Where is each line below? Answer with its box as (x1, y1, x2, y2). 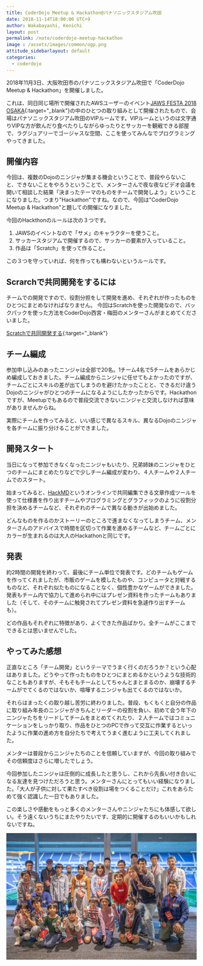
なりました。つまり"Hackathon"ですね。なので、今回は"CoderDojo (11, 196, 179, 204)
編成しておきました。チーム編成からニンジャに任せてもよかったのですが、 (11, 374, 196, 381)
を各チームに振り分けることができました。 (6, 424, 112, 432)
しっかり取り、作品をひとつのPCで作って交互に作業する (37, 721, 177, 728)
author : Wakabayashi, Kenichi (6, 22, 83, 28)
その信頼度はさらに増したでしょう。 (6, 757, 97, 764)
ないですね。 (6, 820, 38, 828)
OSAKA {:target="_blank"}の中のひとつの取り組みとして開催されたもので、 (6, 106, 192, 114)
